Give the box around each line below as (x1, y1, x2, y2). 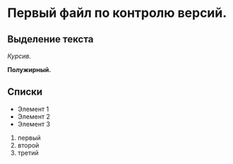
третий (17, 148, 39, 157)
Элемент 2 (17, 112, 51, 121)
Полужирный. (7, 66, 52, 74)
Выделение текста (7, 33, 94, 45)
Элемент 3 (17, 119, 51, 128)
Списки (7, 86, 43, 98)
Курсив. (7, 52, 32, 60)
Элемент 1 (17, 105, 49, 113)
